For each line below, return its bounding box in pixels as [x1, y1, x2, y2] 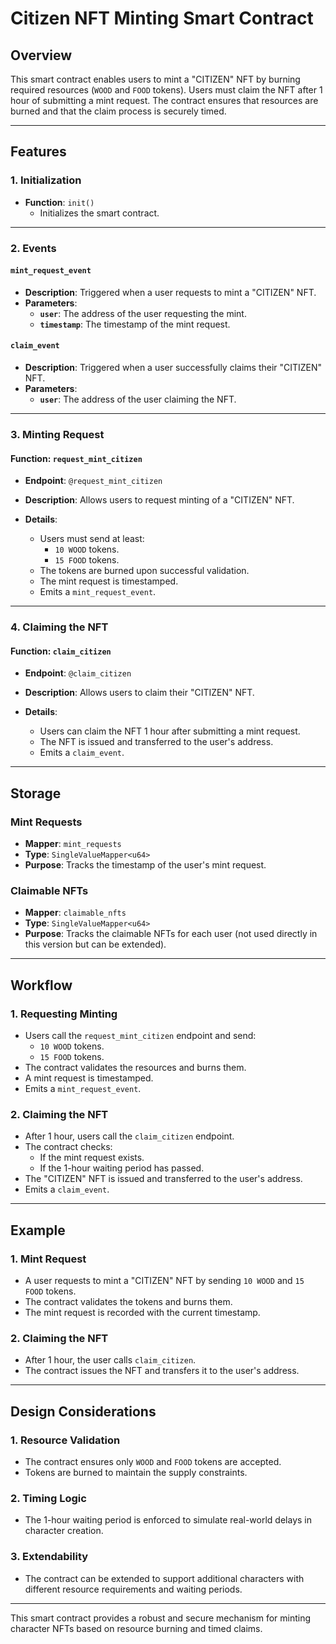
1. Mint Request [10, 1252, 87, 1266]
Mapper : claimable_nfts [24, 907, 127, 919]
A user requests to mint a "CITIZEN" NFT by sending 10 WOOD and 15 [24, 1274, 305, 1286]
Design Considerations [10, 1403, 157, 1420]
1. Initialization [10, 173, 82, 187]
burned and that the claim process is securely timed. [10, 105, 227, 117]
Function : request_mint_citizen [10, 452, 143, 464]
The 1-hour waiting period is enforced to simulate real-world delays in [24, 1514, 312, 1526]
